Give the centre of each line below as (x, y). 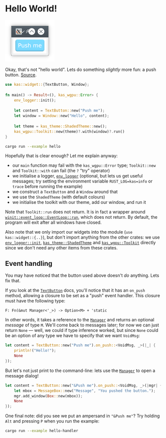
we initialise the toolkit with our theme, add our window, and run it (79, 202)
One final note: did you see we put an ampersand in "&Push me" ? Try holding (83, 416)
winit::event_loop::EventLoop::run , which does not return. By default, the (81, 217)
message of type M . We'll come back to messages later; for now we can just (82, 325)
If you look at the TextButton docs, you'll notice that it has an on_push (75, 290)
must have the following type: (35, 301)
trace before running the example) (47, 187)
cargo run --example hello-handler (42, 431)
